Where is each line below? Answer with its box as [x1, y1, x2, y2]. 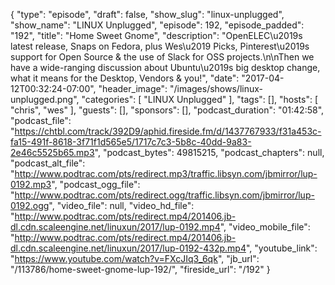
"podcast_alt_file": [10, 157, 86, 169]
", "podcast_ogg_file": [51, 179, 141, 190]
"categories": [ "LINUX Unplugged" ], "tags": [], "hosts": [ [81, 94, 319, 105]
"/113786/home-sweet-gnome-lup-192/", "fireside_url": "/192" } [10, 264, 271, 275]
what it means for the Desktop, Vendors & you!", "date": [10, 72, 240, 84]
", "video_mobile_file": [219, 221, 311, 233]
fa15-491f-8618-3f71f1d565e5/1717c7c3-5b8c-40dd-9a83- [10, 136, 252, 148]
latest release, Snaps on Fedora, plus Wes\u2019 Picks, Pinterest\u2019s [10, 40, 310, 52]
